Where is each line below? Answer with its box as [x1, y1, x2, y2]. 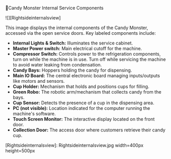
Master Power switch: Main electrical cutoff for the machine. [12, 46, 142, 51]
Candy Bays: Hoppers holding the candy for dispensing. [12, 67, 132, 73]
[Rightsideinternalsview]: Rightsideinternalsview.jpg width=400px [5, 142, 144, 148]
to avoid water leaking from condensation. [12, 62, 102, 67]
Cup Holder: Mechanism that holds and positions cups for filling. [12, 83, 149, 89]
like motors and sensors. [12, 78, 65, 84]
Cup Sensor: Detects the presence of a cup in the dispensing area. [12, 100, 155, 106]
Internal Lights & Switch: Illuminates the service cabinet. [12, 40, 133, 46]
